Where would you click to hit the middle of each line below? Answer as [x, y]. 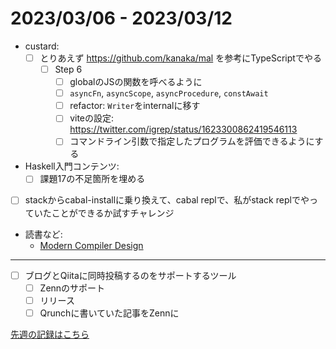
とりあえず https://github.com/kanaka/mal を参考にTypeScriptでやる [180, 58]
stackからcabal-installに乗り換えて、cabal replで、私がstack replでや [167, 200]
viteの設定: [92, 118]
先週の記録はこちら [50, 334]
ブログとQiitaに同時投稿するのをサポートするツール [130, 275]
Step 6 [68, 69]
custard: [42, 46]
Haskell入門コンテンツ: [72, 166]
